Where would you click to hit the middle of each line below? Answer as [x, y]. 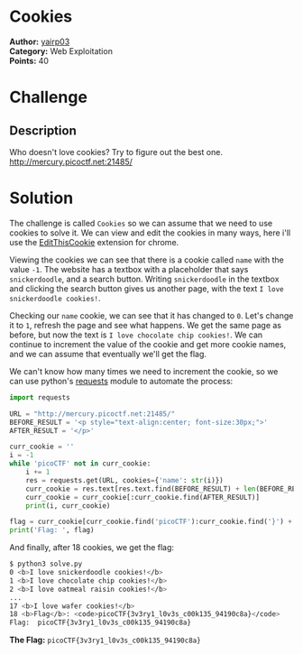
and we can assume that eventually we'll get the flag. [108, 354]
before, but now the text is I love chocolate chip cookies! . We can [136, 335]
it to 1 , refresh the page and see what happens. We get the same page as [146, 325]
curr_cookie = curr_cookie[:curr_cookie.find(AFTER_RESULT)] [142, 497]
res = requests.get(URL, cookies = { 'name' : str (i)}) [124, 480]
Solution [41, 198]
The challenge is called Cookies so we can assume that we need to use [141, 223]
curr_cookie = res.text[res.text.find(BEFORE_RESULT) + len [141, 489]
